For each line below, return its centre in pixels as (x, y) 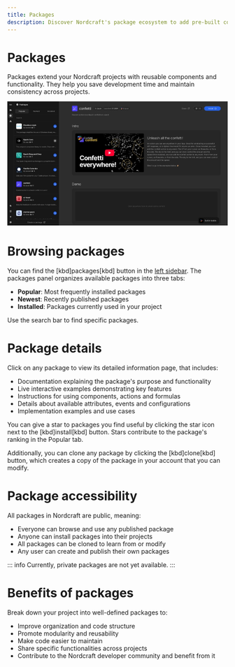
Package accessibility (72, 496)
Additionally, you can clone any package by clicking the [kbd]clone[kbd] (111, 453)
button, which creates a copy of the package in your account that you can (114, 460)
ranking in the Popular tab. (45, 439)
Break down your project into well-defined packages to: (87, 612)
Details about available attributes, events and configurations (104, 403)
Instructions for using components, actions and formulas (99, 396)
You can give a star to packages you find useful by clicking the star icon (111, 424)
